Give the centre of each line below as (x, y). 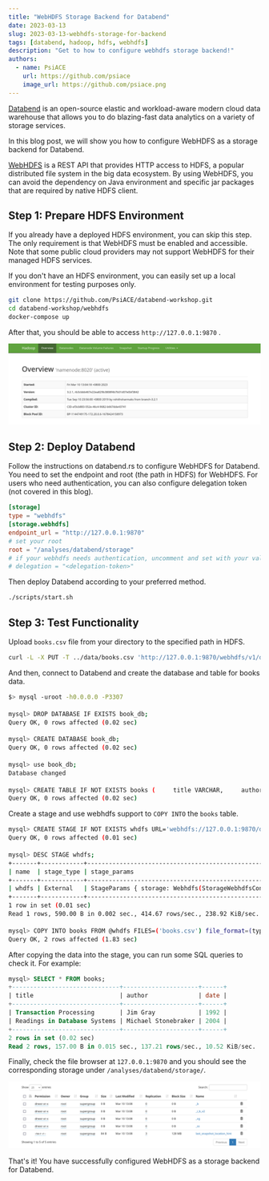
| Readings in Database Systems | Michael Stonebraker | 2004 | (118, 1021)
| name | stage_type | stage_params (71, 872)
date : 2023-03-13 (37, 25)
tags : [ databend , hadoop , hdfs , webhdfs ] (78, 42)
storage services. (37, 125)
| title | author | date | (118, 996)
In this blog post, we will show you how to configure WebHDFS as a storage (133, 141)
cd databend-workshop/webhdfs (59, 308)
